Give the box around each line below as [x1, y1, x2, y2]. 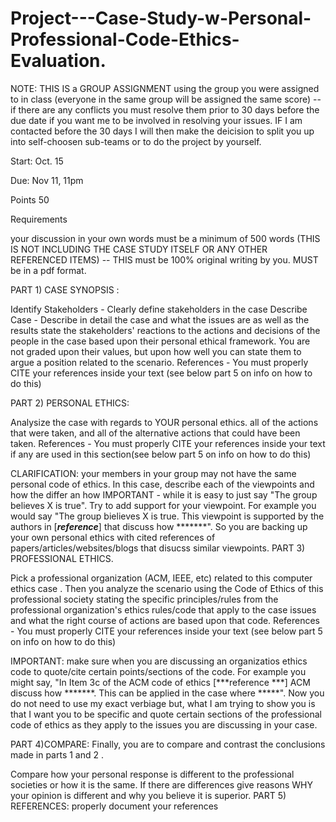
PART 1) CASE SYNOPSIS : [10, 283, 120, 296]
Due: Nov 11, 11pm [10, 174, 84, 186]
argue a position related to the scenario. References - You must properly [10, 356, 309, 368]
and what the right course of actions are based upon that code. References [10, 614, 321, 626]
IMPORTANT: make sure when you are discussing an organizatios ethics [10, 655, 308, 667]
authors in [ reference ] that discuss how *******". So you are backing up [10, 520, 308, 532]
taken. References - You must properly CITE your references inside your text [10, 437, 326, 449]
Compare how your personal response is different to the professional [10, 768, 295, 780]
